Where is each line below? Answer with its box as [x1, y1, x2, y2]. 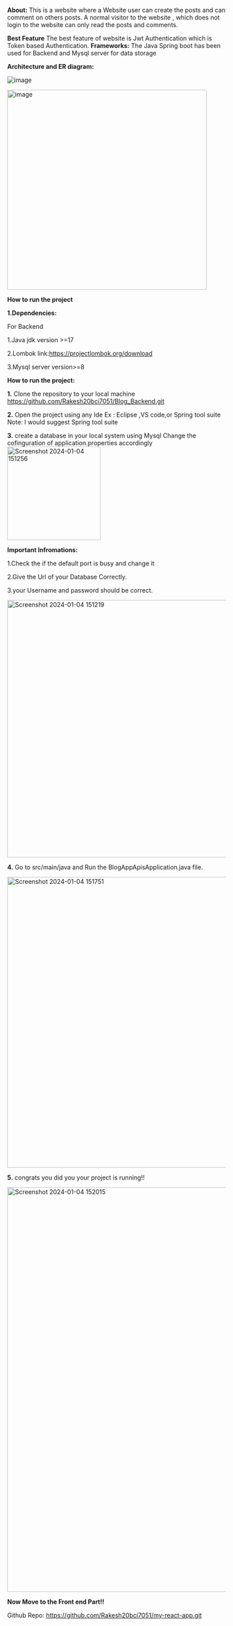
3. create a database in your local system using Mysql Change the [7, 431, 196, 440]
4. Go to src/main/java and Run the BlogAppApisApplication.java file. [7, 863, 203, 871]
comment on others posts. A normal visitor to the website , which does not [7, 13, 220, 22]
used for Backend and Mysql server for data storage [7, 49, 157, 57]
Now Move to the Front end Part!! [7, 1597, 105, 1606]
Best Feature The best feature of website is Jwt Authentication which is [7, 34, 213, 42]
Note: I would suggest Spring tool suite [7, 418, 119, 426]
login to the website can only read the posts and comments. [7, 21, 178, 29]
